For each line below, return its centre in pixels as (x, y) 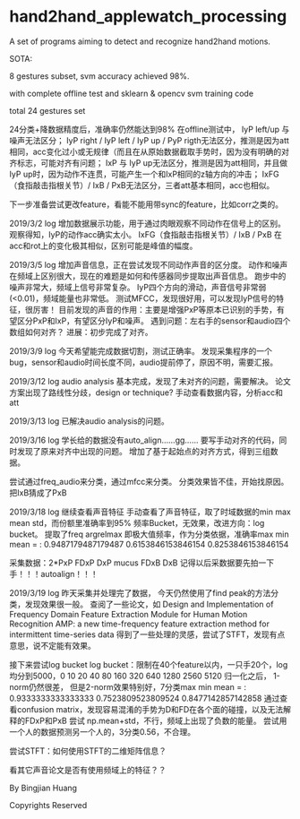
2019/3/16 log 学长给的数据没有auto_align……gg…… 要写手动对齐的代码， (144, 440)
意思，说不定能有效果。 (52, 645)
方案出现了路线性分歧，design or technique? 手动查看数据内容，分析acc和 (146, 392)
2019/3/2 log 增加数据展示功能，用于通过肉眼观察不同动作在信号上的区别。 (148, 223)
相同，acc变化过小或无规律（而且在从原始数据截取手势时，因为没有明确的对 (149, 151)
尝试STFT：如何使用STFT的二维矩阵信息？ (88, 751)
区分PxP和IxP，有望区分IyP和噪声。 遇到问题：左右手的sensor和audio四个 (154, 321)
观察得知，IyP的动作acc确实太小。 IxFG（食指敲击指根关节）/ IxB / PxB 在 (146, 234)
